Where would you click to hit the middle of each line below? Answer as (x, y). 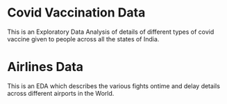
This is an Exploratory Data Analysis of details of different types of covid (111, 32)
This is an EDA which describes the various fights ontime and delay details (114, 86)
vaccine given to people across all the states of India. (83, 39)
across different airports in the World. (61, 93)
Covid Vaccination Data (76, 13)
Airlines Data (45, 67)
